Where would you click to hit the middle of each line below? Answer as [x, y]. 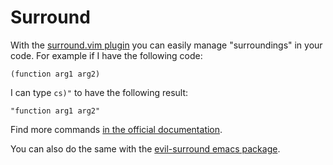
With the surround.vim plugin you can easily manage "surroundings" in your [166, 45]
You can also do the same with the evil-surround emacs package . [145, 148]
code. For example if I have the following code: [106, 55]
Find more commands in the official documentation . [116, 129]
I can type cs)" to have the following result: [99, 92]
